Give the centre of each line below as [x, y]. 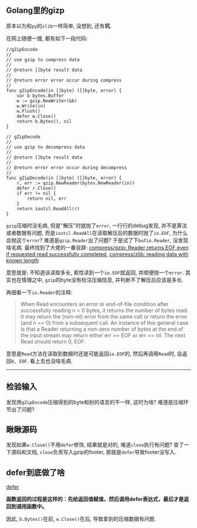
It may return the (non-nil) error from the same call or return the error [104, 317]
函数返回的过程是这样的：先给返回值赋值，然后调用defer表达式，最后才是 [95, 499]
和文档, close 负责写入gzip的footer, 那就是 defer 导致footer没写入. [99, 452]
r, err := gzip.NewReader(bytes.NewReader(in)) [76, 183]
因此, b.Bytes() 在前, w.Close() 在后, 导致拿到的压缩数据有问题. [81, 519]
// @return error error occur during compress [64, 80]
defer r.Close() [37, 188]
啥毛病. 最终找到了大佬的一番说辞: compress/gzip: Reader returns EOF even [97, 247]
